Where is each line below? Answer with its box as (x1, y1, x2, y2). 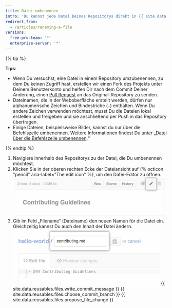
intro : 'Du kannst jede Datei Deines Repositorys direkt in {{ (5, 13, 144, 19)
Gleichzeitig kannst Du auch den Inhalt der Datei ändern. (12, 223, 132, 229)
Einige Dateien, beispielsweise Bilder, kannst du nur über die (12, 124, 141, 130)
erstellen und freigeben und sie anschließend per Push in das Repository (12, 113, 167, 119)
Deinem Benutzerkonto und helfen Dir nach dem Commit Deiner (12, 86, 148, 92)
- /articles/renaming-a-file (10, 25, 72, 30)
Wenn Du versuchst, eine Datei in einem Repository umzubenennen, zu (12, 75, 163, 81)
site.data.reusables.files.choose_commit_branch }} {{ (12, 291, 125, 297)
